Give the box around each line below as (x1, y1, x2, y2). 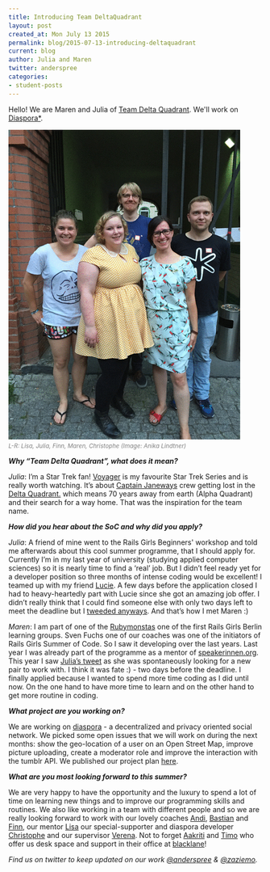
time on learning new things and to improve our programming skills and (8, 796, 245, 806)
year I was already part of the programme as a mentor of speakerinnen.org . (8, 647, 260, 657)
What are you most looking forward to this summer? (8, 772, 188, 781)
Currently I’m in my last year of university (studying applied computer (8, 554, 239, 564)
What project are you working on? (8, 706, 125, 715)
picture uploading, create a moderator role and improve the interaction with (8, 748, 258, 757)
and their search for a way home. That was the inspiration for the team (8, 497, 243, 507)
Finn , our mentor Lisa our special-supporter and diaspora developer (8, 821, 234, 832)
